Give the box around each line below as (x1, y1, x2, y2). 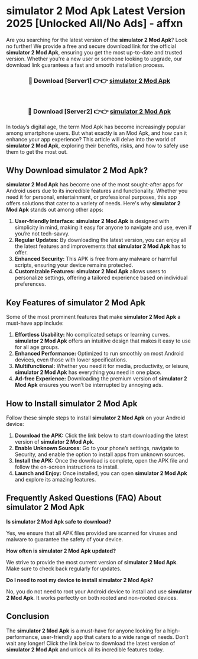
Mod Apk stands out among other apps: (6, 206, 103, 214)
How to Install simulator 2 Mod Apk (6, 398, 138, 409)
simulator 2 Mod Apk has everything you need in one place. (14, 369, 162, 376)
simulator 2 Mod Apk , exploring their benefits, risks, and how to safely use (6, 142, 189, 149)
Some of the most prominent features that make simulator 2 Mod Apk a (6, 314, 181, 321)
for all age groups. (14, 344, 60, 351)
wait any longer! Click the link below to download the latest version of (6, 639, 176, 647)
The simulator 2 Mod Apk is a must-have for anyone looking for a (6, 627, 167, 634)
